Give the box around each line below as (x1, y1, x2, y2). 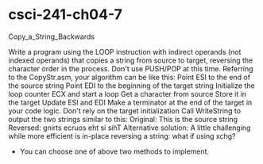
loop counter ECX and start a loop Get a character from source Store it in (8, 89, 247, 98)
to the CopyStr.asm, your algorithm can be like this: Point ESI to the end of (8, 72, 251, 82)
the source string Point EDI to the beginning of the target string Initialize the (8, 81, 256, 90)
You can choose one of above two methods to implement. (19, 147, 209, 156)
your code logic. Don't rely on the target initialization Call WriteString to (8, 105, 241, 116)
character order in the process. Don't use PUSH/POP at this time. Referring (8, 63, 253, 73)
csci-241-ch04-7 (8, 6, 123, 24)
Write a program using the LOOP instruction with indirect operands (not (8, 47, 242, 56)
